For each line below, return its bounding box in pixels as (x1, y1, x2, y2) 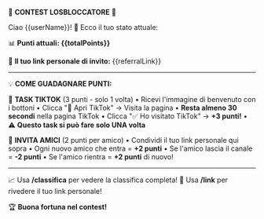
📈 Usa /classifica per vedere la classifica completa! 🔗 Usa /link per (8, 175, 229, 184)
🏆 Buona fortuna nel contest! (8, 203, 108, 211)
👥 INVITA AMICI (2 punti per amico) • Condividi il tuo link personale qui (8, 136, 240, 144)
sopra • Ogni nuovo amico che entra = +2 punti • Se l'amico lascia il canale (8, 144, 253, 153)
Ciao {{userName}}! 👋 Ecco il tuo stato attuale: (8, 23, 159, 31)
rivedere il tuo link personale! (8, 187, 102, 195)
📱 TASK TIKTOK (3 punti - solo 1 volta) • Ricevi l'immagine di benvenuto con (8, 95, 256, 104)
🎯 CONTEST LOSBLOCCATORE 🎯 (8, 8, 116, 16)
